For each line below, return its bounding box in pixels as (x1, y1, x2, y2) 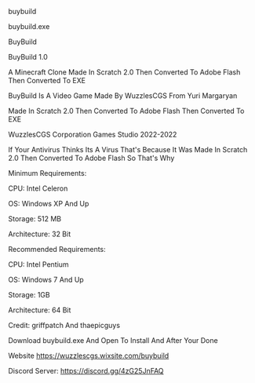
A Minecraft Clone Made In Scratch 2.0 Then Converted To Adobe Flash (8, 67, 241, 77)
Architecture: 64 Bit (8, 305, 71, 315)
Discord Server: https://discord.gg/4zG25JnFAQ (8, 367, 164, 375)
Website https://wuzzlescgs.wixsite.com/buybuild (8, 351, 169, 360)
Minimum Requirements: (8, 169, 87, 177)
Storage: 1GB (8, 290, 50, 299)
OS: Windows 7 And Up (8, 275, 84, 284)
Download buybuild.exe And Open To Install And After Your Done (8, 336, 218, 345)
